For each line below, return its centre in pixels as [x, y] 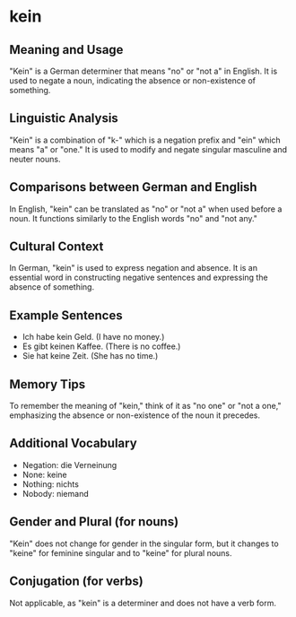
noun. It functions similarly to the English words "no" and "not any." [134, 218]
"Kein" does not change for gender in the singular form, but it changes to [144, 543]
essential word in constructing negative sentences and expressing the [139, 278]
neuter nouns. [35, 159]
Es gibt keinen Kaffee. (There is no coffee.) [101, 346]
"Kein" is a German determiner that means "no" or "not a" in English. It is [144, 71]
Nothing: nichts [50, 484]
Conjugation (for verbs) [76, 582]
